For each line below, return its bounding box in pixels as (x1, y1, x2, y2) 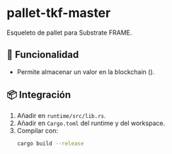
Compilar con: (16, 126, 58, 135)
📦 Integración (6, 89, 71, 101)
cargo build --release (16, 140, 84, 147)
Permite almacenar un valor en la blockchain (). (16, 67, 155, 76)
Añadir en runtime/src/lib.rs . (16, 111, 107, 119)
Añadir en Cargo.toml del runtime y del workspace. (16, 119, 166, 127)
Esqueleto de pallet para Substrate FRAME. (6, 28, 132, 37)
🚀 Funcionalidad (6, 49, 79, 61)
